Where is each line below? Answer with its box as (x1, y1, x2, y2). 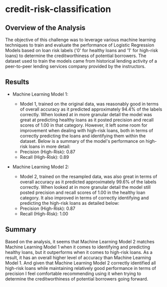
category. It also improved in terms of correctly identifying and (19, 194, 149, 201)
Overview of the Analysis (5, 24, 86, 32)
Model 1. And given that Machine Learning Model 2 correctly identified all (5, 259, 156, 266)
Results (5, 78, 29, 86)
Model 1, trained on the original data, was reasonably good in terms (19, 101, 159, 107)
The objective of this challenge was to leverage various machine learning (5, 37, 156, 43)
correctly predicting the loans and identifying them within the (19, 133, 146, 139)
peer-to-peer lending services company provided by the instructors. (5, 64, 146, 69)
